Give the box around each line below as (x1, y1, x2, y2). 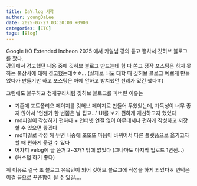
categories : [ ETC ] (6, 25, 51, 31)
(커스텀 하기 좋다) (14, 154, 55, 161)
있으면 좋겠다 (27, 125, 58, 132)
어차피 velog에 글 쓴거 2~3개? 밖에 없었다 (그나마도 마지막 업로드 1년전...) (14, 146, 185, 154)
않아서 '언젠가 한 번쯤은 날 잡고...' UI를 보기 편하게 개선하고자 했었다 (21, 110, 177, 117)
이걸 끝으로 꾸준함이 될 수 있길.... (6, 174, 81, 181)
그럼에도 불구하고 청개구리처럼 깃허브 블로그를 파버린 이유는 (6, 90, 143, 97)
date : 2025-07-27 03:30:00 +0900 (6, 19, 88, 25)
